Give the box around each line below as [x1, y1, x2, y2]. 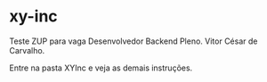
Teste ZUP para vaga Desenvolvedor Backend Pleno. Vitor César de [9, 36, 258, 46]
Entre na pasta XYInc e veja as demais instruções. [9, 62, 193, 73]
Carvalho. [9, 45, 45, 55]
